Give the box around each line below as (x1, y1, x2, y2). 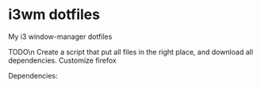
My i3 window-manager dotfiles (8, 32, 113, 41)
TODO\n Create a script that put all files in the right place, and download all (8, 47, 254, 56)
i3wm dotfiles (8, 6, 101, 24)
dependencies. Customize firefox (8, 55, 117, 65)
